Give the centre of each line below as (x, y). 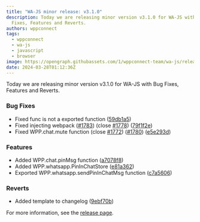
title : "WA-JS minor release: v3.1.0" (54, 12)
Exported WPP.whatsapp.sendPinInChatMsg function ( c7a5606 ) (93, 172)
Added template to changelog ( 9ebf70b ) (64, 201)
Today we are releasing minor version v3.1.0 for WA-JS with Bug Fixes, (93, 84)
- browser (24, 56)
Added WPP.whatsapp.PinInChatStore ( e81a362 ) (74, 166)
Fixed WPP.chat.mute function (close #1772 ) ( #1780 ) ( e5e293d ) (93, 131)
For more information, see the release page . (60, 213)
